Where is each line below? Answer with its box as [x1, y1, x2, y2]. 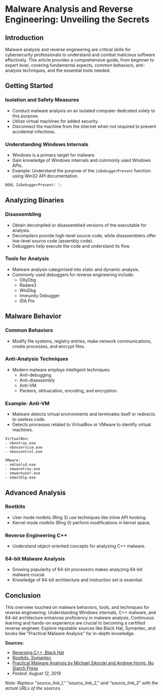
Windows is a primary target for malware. [12, 152, 96, 158]
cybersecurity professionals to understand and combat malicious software [5, 52, 155, 58]
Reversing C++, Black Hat [12, 650, 65, 656]
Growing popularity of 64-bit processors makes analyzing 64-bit [12, 567, 143, 572]
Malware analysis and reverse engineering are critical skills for [5, 47, 131, 52]
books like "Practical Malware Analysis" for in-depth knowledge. [5, 631, 135, 636]
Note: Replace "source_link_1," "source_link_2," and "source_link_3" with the [5, 680, 158, 686]
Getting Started [5, 82, 53, 90]
